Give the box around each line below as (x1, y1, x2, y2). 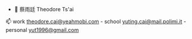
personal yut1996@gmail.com (5, 27, 79, 33)
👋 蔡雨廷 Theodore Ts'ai (14, 6, 74, 12)
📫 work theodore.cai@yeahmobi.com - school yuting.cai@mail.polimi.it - (5, 18, 187, 25)
